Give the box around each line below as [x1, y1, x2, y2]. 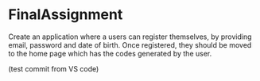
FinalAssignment [8, 6, 123, 24]
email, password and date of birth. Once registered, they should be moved [8, 40, 252, 49]
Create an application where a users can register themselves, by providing [8, 32, 252, 41]
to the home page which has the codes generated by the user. [8, 48, 212, 58]
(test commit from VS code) [8, 64, 99, 73]
